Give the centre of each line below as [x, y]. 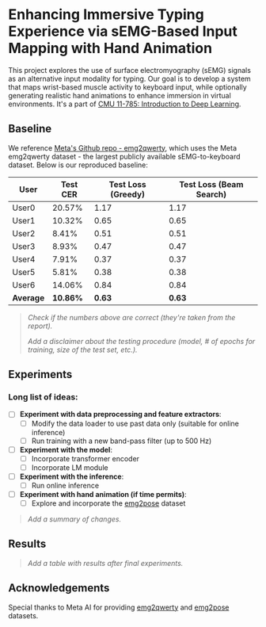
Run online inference [65, 485]
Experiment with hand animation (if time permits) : [103, 494]
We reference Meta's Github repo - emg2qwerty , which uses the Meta [123, 147]
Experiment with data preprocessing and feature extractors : [120, 415]
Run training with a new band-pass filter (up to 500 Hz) [122, 441]
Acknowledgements [59, 588]
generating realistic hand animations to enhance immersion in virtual [120, 95]
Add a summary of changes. [74, 519]
